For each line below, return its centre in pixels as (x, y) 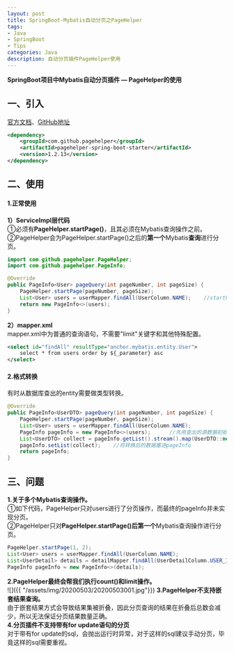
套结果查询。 (25, 599)
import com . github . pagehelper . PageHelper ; (70, 259)
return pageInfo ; (45, 452)
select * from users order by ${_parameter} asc (92, 353)
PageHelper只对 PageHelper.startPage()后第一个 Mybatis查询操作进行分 (119, 526)
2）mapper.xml (30, 325)
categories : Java (32, 53)
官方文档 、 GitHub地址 (39, 122)
